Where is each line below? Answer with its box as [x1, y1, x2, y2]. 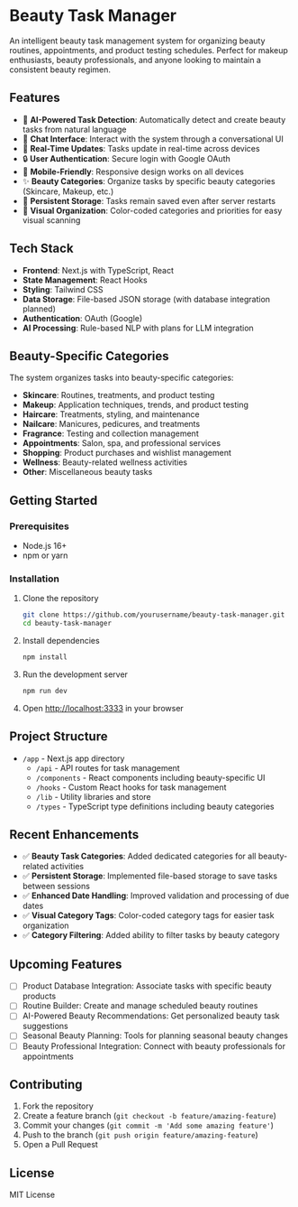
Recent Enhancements [9, 827, 140, 842]
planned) [22, 303, 57, 314]
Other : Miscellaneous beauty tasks [22, 467, 153, 478]
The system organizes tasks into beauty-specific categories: [9, 372, 234, 384]
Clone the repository [22, 593, 99, 604]
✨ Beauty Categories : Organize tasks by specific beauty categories [22, 175, 276, 186]
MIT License [9, 1189, 56, 1201]
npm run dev [22, 686, 68, 695]
